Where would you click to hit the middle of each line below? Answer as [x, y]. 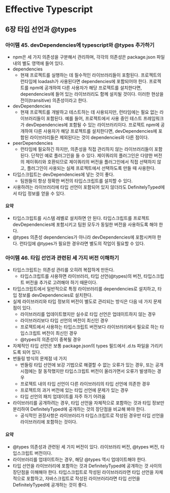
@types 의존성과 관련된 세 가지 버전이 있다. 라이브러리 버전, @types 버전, [86, 446]
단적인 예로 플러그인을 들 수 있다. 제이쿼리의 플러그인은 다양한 [92, 155]
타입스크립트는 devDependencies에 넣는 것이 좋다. [63, 174]
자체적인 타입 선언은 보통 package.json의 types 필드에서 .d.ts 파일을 [81, 346]
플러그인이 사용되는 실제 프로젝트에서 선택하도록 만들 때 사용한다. [91, 168]
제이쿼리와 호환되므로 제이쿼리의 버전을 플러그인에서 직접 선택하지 [91, 162]
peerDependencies [33, 143]
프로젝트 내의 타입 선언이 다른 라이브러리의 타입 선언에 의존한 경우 [85, 384]
